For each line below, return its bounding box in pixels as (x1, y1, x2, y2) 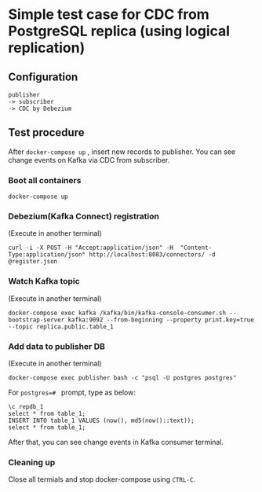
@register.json (8, 258, 58, 266)
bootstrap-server (8, 316, 65, 324)
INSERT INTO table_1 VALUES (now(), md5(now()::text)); (8, 417, 195, 424)
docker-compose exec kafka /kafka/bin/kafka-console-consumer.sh (8, 309, 226, 317)
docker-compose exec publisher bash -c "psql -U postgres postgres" (8, 374, 237, 382)
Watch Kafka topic (8, 276, 80, 287)
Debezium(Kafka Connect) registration (8, 211, 159, 222)
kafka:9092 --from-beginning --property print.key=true (67, 316, 255, 324)
